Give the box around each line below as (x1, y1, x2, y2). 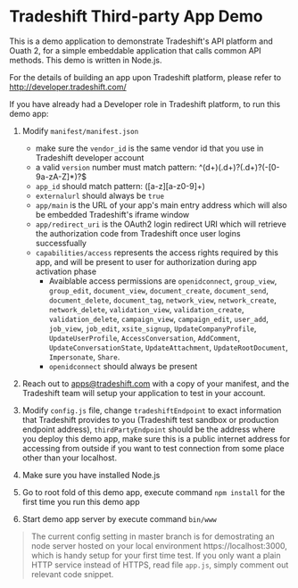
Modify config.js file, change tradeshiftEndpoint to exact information (21, 404, 282, 416)
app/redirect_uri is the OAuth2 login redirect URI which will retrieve (35, 219, 287, 229)
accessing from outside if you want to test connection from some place (21, 443, 285, 453)
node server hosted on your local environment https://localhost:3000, (30, 540, 288, 551)
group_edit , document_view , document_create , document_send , (48, 285, 269, 295)
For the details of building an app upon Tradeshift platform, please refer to (9, 71, 282, 82)
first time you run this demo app (21, 496, 140, 507)
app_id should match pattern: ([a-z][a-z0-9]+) (35, 180, 205, 191)
